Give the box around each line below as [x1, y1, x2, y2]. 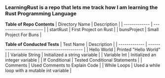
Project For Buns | [5, 32, 42, 38]
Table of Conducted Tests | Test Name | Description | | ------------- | [5, 41, 147, 47]
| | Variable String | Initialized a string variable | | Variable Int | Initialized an [5, 52, 157, 58]
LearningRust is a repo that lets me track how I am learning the [5, 4, 158, 11]
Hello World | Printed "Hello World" [89, 46, 161, 53]
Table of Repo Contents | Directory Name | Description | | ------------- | [5, 21, 153, 27]
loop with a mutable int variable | [5, 68, 72, 74]
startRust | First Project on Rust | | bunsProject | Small [49, 27, 159, 33]
